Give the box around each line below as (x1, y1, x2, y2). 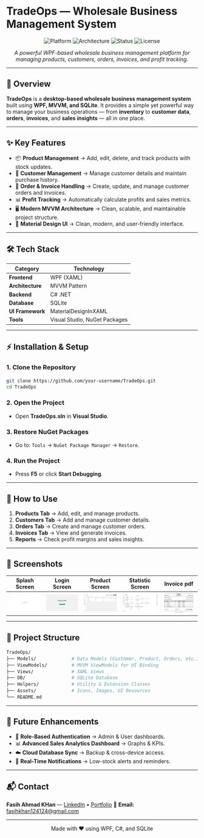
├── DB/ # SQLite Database (6, 675, 118, 681)
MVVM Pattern (50, 282, 87, 289)
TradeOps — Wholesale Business (6, 4, 178, 18)
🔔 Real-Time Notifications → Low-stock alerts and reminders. (15, 757, 171, 764)
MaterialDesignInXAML (50, 308, 108, 315)
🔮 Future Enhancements (6, 716, 99, 727)
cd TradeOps (6, 384, 36, 390)
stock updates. (15, 163, 53, 170)
